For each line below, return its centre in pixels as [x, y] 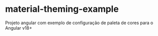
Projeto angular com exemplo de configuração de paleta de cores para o [79, 23]
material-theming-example [62, 9]
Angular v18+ [19, 28]
